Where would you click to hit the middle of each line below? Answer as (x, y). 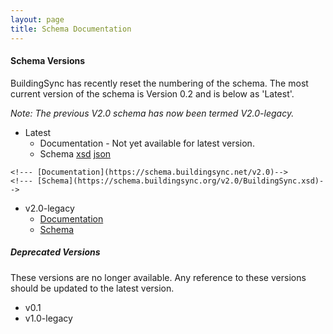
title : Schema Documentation (71, 29)
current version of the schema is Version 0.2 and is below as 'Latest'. (152, 93)
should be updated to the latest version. (92, 288)
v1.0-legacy (48, 318)
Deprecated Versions (55, 252)
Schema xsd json (75, 153)
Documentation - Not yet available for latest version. (147, 143)
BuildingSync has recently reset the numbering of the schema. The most (159, 83)
